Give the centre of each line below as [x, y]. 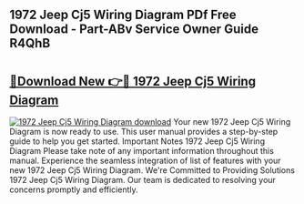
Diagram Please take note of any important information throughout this [142, 151]
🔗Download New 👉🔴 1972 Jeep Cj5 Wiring [133, 81]
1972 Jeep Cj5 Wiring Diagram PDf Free [123, 15]
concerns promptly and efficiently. [74, 189]
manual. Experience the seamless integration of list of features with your [145, 160]
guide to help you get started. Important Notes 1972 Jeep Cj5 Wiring [137, 141]
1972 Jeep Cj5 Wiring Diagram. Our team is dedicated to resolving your [142, 180]
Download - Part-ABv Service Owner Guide [134, 30]
